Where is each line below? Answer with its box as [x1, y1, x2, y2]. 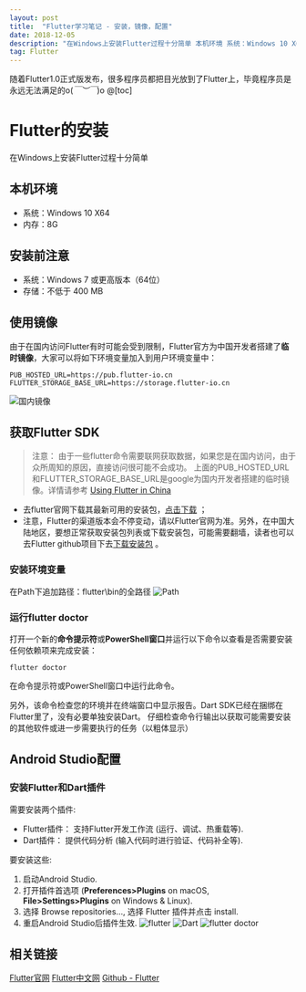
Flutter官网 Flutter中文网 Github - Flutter [9, 973, 159, 984]
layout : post [9, 13, 59, 23]
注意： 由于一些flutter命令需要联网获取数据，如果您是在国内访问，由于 [31, 451, 297, 462]
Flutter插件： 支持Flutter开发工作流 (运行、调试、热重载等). [22, 823, 244, 834]
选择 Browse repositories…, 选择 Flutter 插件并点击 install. [22, 905, 239, 917]
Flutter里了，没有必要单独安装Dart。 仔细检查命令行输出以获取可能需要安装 [9, 711, 291, 722]
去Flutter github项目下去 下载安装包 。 [22, 538, 164, 549]
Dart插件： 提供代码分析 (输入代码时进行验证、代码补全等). [22, 834, 243, 845]
